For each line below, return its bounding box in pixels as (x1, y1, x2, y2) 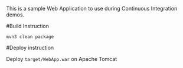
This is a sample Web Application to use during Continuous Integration (6, 5, 178, 12)
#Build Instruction (6, 23, 49, 29)
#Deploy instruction (6, 44, 54, 51)
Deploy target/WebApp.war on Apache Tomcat (6, 56, 117, 62)
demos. (6, 11, 25, 18)
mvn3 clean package (6, 34, 54, 40)
